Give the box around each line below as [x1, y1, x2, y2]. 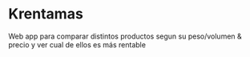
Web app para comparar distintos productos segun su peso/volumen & [8, 31, 242, 41]
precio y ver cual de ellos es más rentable [8, 39, 147, 49]
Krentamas [8, 5, 84, 23]
